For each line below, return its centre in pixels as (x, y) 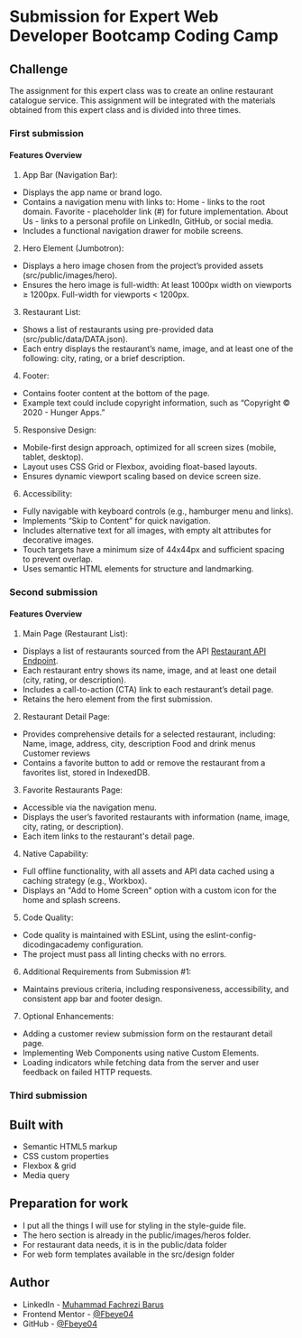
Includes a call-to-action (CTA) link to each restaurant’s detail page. (148, 690)
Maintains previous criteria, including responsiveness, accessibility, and (156, 990)
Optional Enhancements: (68, 1017)
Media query (46, 1175)
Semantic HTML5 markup (70, 1146)
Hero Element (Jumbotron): (73, 248)
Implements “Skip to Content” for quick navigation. (116, 521)
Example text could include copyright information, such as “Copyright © (156, 403)
